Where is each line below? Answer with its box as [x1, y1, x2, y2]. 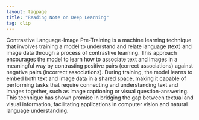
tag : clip [6, 20, 31, 26]
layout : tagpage [6, 8, 47, 15]
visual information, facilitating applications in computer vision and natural [6, 101, 188, 108]
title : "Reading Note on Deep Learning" [6, 14, 110, 21]
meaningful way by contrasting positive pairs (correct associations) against [6, 62, 194, 69]
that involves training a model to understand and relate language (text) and [6, 43, 192, 50]
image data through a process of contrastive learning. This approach [6, 49, 177, 57]
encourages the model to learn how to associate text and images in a [6, 55, 178, 63]
